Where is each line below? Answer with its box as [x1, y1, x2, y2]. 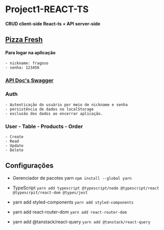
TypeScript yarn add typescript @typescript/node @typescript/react [12, 184, 159, 191]
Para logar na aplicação [5, 49, 56, 55]
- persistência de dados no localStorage [5, 107, 94, 112]
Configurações [5, 161, 54, 170]
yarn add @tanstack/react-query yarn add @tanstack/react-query [12, 218, 151, 224]
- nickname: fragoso [5, 61, 49, 66]
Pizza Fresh [5, 36, 43, 44]
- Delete [5, 147, 24, 153]
